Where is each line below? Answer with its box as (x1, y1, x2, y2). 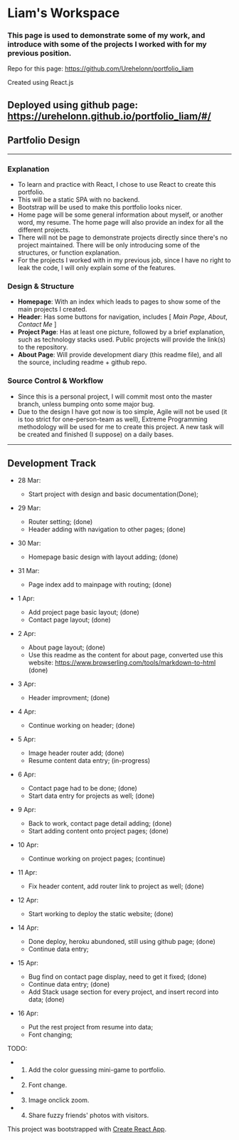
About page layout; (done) (28, 643, 105, 652)
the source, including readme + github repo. (17, 358, 147, 366)
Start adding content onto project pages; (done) (28, 827, 169, 836)
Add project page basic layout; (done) (28, 608, 140, 617)
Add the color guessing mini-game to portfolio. (28, 1066, 166, 1074)
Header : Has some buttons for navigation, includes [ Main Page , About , (17, 312, 228, 322)
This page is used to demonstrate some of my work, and (7, 31, 206, 41)
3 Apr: (17, 679, 36, 689)
